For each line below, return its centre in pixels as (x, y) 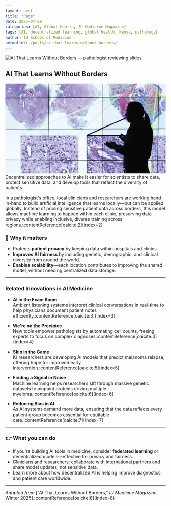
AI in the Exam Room (35, 299)
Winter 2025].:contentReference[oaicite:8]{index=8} (60, 498)
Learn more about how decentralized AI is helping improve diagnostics (87, 473)
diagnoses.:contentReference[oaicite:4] (115, 336)
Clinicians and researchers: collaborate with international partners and (86, 462)
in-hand (13, 203)
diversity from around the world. (46, 260)
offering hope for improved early (47, 362)
